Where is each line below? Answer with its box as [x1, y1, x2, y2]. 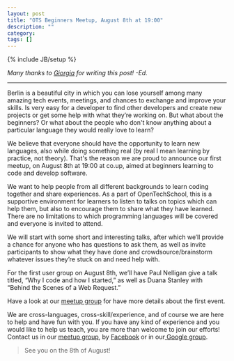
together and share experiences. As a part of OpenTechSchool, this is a [7, 190, 212, 199]
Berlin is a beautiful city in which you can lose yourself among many [7, 89, 203, 98]
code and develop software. [7, 169, 88, 178]
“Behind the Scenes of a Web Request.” [7, 284, 121, 292]
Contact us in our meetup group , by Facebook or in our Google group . [7, 332, 208, 341]
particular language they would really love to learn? [7, 126, 155, 135]
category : [7, 29, 36, 37]
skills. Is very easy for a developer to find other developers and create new [7, 104, 222, 112]
